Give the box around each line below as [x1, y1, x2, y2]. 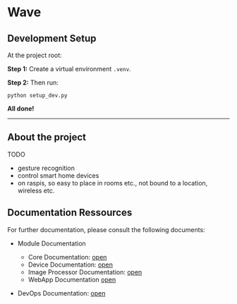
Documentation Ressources [7, 207, 133, 219]
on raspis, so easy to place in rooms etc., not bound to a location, [17, 178, 208, 187]
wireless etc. [17, 186, 55, 195]
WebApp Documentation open [28, 275, 116, 284]
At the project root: [7, 51, 62, 59]
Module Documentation [17, 239, 86, 248]
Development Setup [7, 32, 97, 44]
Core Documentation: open [28, 253, 107, 261]
